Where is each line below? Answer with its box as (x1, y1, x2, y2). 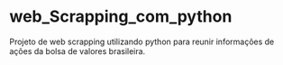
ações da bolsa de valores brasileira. (9, 45, 146, 56)
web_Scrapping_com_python (9, 6, 233, 27)
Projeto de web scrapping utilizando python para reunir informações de (9, 36, 275, 47)
